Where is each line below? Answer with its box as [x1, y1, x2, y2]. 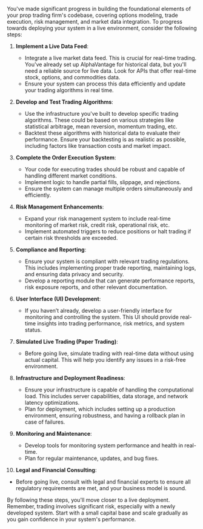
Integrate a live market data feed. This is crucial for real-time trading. [24, 55, 197, 61]
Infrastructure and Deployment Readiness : [15, 374, 126, 381]
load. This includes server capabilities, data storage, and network [24, 393, 188, 399]
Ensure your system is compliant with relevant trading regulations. [24, 258, 190, 265]
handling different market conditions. [24, 172, 118, 179]
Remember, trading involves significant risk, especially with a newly [7, 503, 176, 510]
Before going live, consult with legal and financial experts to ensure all [15, 478, 191, 485]
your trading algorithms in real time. [24, 87, 114, 93]
